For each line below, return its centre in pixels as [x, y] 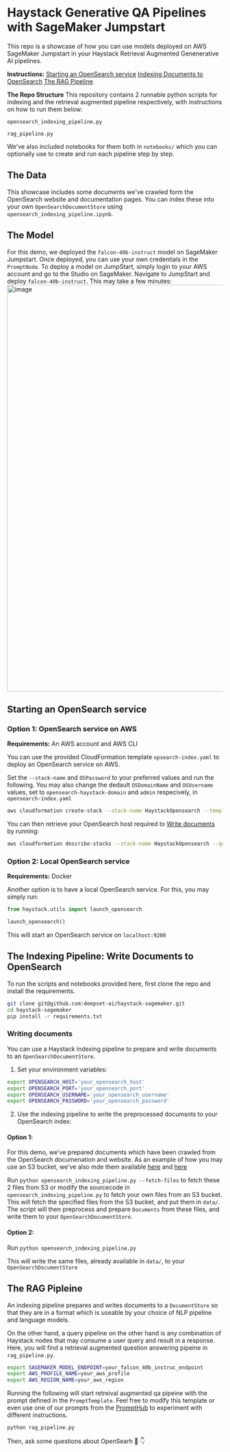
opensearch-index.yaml [39, 799]
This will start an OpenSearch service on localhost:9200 [87, 935]
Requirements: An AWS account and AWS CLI [73, 744]
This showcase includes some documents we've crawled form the [100, 192]
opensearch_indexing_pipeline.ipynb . [60, 213]
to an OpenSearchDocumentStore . [51, 1056]
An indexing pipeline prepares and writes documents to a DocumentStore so [113, 1305]
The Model [30, 236]
